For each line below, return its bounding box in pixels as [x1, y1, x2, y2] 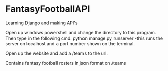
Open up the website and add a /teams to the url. [5, 50, 108, 56]
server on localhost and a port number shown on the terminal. [5, 40, 135, 46]
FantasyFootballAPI [5, 3, 90, 15]
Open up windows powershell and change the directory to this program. [5, 29, 156, 35]
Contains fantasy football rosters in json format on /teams [5, 60, 126, 66]
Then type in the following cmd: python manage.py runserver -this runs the [5, 35, 163, 41]
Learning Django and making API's [5, 20, 78, 26]
